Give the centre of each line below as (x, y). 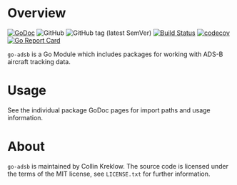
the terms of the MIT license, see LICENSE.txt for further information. (109, 174)
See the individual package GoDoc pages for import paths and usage (109, 110)
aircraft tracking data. (39, 61)
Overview (37, 13)
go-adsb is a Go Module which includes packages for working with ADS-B (115, 54)
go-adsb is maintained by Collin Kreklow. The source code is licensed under (118, 166)
